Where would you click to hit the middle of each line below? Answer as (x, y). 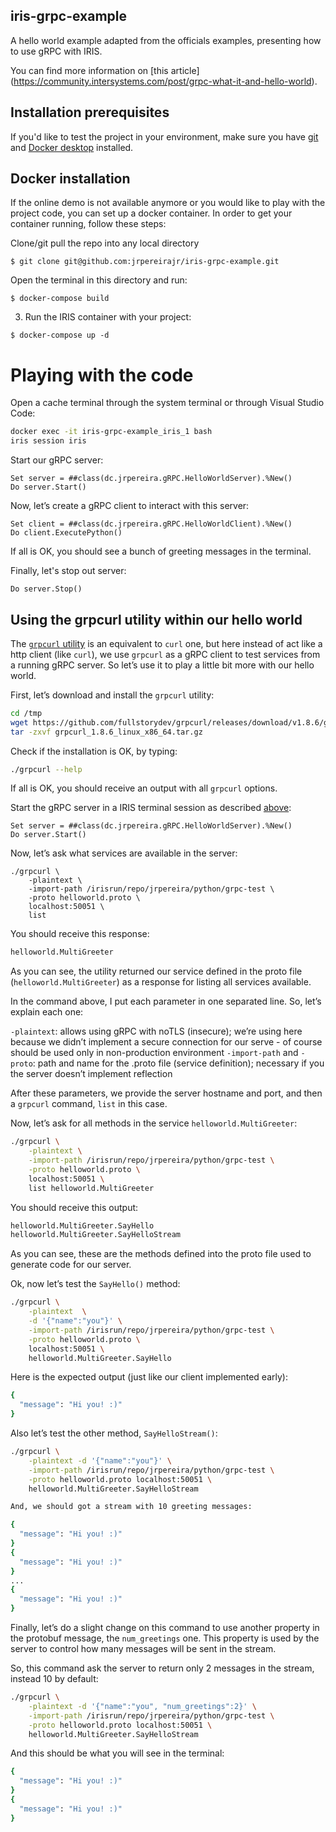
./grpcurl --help (46, 769)
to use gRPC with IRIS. (56, 51)
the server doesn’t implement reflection (91, 1074)
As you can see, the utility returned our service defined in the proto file (156, 971)
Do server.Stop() (46, 589)
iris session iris (48, 441)
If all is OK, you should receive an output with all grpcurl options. (144, 788)
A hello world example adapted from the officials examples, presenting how (166, 40)
